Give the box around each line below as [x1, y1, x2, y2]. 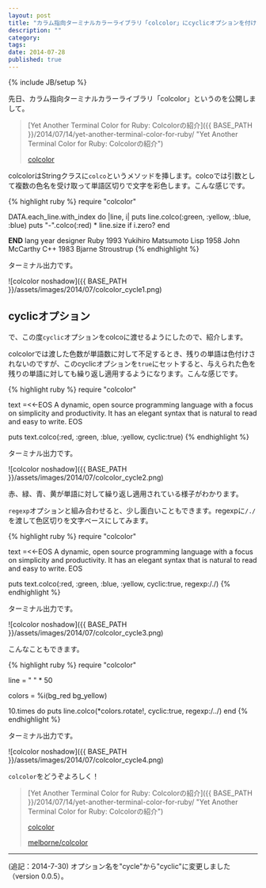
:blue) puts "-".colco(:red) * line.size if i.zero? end [8, 220, 170, 230]
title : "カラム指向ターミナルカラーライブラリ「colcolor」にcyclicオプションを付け [8, 19, 257, 27]
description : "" [8, 26, 62, 34]
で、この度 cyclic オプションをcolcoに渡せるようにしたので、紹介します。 [8, 332, 248, 341]
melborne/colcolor [27, 837, 89, 847]
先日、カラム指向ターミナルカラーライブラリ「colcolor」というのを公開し [8, 93, 249, 103]
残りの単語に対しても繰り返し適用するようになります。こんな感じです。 [8, 369, 243, 378]
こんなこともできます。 [8, 644, 85, 654]
